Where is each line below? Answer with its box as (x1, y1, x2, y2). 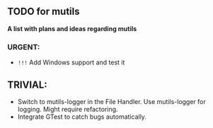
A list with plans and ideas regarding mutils (7, 24, 137, 33)
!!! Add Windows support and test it (17, 58, 125, 66)
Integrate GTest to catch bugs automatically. (17, 112, 147, 121)
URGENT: (7, 42, 40, 52)
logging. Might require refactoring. (17, 105, 118, 113)
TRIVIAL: (7, 78, 47, 91)
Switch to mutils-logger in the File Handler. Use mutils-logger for (17, 97, 207, 105)
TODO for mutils (7, 6, 80, 18)
